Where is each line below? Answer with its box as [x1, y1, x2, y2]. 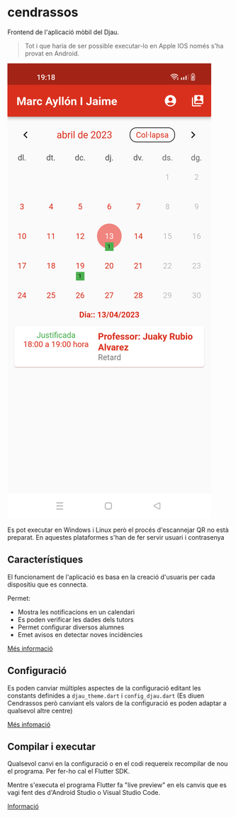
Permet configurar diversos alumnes [17, 623, 125, 631]
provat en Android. [24, 49, 80, 58]
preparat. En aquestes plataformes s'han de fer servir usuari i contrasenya [7, 533, 225, 541]
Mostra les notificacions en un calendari [17, 607, 135, 616]
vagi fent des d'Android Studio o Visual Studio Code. [7, 789, 161, 797]
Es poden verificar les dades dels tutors [17, 615, 134, 624]
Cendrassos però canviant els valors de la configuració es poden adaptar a [7, 698, 227, 707]
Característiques [7, 554, 84, 566]
